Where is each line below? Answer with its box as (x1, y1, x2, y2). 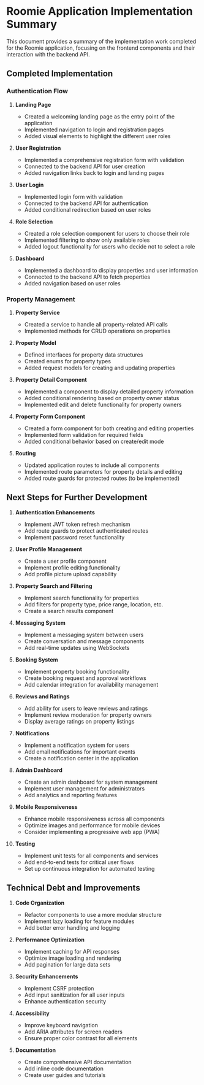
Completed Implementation (6, 69, 113, 79)
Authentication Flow (6, 87, 69, 96)
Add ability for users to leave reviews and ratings (24, 705, 148, 712)
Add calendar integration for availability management (24, 681, 159, 688)
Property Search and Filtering (15, 582, 93, 590)
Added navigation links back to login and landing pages (24, 169, 164, 176)
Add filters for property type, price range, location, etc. (24, 600, 164, 608)
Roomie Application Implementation (6, 4, 193, 18)
